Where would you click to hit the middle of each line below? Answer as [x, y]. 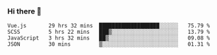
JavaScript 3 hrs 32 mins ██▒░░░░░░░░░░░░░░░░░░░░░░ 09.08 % [109, 38]
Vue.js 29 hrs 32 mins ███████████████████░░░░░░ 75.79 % [109, 26]
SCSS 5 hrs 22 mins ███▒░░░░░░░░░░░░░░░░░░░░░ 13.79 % [109, 32]
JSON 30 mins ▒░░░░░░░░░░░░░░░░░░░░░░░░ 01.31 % [109, 44]
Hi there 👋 [25, 11]
